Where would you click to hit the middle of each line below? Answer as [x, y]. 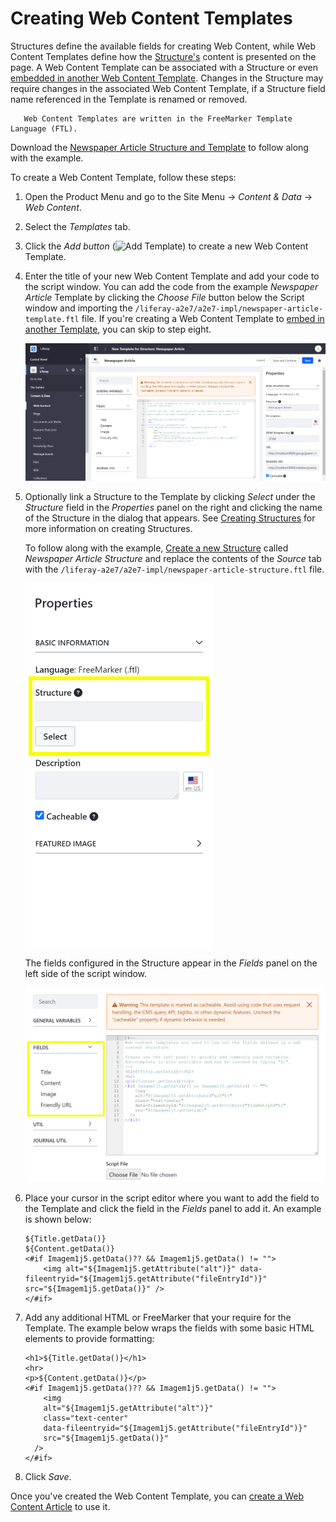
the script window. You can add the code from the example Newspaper [171, 286]
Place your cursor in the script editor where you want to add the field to [172, 1198]
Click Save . [48, 1476]
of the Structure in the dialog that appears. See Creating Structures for [170, 518]
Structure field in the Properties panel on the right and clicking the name [173, 508]
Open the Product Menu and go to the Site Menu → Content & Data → [168, 196]
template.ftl [52, 319]
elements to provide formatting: [89, 1338]
